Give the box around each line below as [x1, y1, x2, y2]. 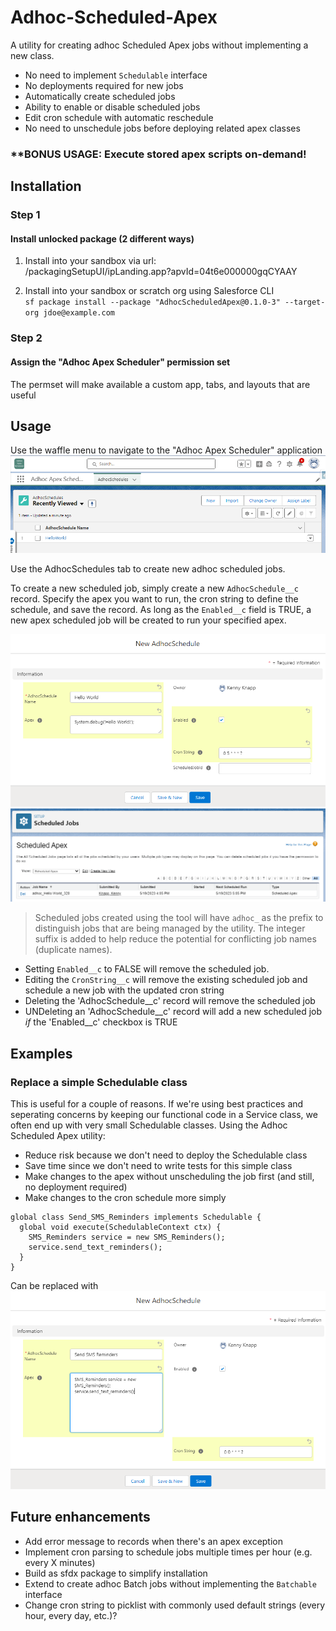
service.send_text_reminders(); [28, 1242, 163, 1252]
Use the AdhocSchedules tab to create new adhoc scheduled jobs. [10, 562, 286, 575]
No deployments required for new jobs [24, 79, 184, 91]
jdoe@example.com [43, 308, 115, 318]
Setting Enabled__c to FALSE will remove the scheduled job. [24, 963, 270, 975]
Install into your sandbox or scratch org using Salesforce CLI [24, 285, 275, 297]
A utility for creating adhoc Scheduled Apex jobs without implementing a [10, 39, 309, 51]
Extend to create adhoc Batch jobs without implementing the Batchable [24, 1577, 317, 1590]
